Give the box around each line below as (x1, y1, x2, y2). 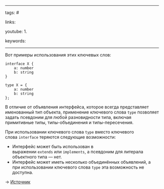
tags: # (5, 10, 20, 15)
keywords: (5, 38, 26, 44)
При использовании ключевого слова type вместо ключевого (5, 129, 134, 134)
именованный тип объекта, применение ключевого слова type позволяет (5, 109, 159, 115)
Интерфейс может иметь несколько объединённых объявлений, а (12, 159, 151, 165)
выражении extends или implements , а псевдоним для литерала (12, 149, 143, 154)
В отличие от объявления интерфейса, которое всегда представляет (5, 104, 149, 110)
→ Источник (5, 179, 31, 185)
